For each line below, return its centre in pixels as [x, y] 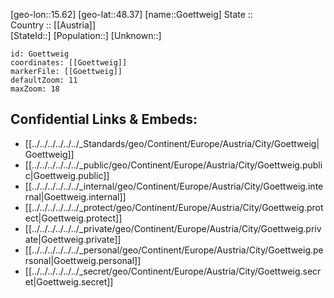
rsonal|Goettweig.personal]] [83, 260]
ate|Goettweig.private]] [73, 239]
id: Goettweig [40, 54]
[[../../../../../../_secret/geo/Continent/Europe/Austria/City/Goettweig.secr [173, 271]
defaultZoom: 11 [44, 80]
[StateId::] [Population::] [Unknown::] [86, 35]
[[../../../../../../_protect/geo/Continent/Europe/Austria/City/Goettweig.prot [174, 207]
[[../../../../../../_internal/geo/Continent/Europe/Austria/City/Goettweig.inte [174, 186]
